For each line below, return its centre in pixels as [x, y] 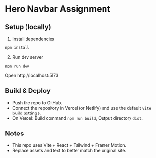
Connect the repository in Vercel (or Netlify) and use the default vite [81, 108]
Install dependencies [33, 39]
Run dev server [27, 57]
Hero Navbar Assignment [58, 9]
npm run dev [17, 66]
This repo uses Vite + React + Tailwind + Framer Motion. [69, 145]
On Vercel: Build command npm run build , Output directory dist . [78, 118]
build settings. [26, 113]
